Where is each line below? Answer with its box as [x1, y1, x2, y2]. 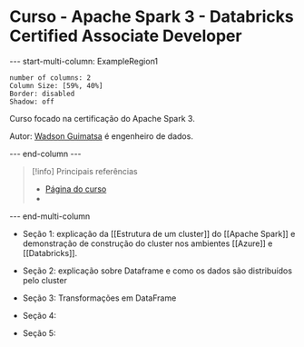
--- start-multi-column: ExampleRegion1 [9, 55, 159, 66]
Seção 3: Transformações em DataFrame [22, 292, 177, 303]
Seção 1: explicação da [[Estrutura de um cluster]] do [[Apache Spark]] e [22, 228, 296, 239]
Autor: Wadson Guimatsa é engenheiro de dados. [9, 130, 193, 142]
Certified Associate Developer [9, 25, 242, 46]
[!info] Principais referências [31, 165, 138, 176]
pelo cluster [22, 274, 68, 285]
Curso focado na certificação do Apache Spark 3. [9, 113, 195, 124]
